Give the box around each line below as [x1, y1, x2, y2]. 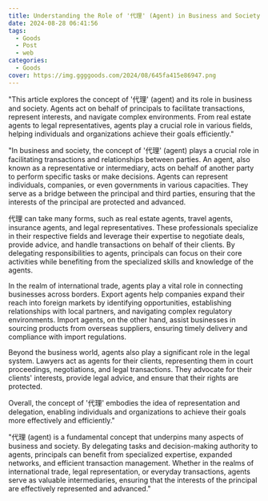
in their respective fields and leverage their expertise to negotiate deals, [8, 231, 246, 240]
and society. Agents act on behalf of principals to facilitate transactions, [8, 103, 246, 113]
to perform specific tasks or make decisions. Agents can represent [8, 172, 228, 181]
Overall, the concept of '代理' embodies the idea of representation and [8, 398, 241, 407]
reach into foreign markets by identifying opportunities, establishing [8, 297, 232, 307]
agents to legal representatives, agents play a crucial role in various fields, [8, 120, 254, 130]
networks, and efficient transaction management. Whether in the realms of [8, 458, 254, 467]
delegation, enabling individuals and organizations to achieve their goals [8, 406, 246, 417]
